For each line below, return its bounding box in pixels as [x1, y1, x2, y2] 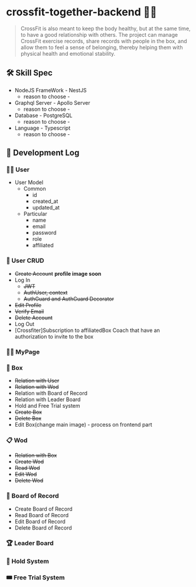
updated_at [32, 204, 60, 211]
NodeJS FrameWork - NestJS [14, 86, 87, 93]
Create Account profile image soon [14, 270, 102, 277]
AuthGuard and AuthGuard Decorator [23, 295, 114, 302]
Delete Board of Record [14, 524, 72, 531]
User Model [14, 179, 44, 186]
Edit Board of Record [14, 518, 66, 525]
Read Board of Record [14, 511, 69, 518]
